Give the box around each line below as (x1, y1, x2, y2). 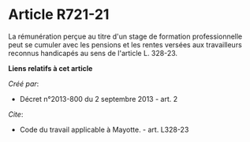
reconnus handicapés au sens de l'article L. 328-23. (8, 48, 178, 58)
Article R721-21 (8, 6, 110, 24)
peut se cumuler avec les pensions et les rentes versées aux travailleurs (8, 39, 242, 49)
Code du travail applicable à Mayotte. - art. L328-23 (19, 125, 189, 134)
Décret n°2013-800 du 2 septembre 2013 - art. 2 (19, 94, 178, 103)
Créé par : (8, 79, 39, 88)
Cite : (8, 109, 24, 119)
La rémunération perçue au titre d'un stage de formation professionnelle (8, 32, 243, 41)
